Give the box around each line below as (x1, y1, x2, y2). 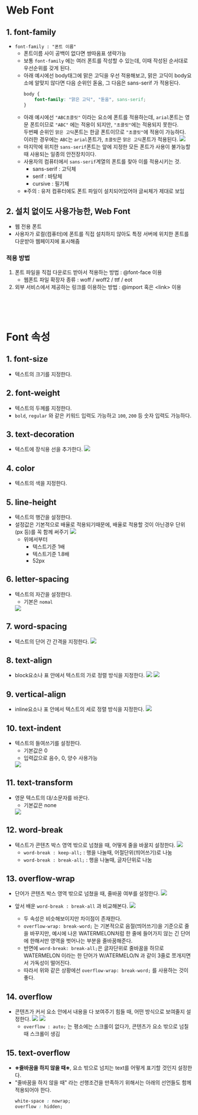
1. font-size (6, 354, 48, 364)
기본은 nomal (23, 598, 53, 605)
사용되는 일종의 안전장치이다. (30, 150, 96, 157)
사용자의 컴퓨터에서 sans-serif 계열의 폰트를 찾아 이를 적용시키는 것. (23, 158, 181, 165)
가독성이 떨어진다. (30, 960, 72, 967)
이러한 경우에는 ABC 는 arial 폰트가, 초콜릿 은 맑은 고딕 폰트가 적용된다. (23, 135, 178, 142)
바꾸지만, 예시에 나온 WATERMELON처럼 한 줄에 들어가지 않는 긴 (30, 930, 180, 937)
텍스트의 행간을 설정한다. (14, 513, 72, 521)
